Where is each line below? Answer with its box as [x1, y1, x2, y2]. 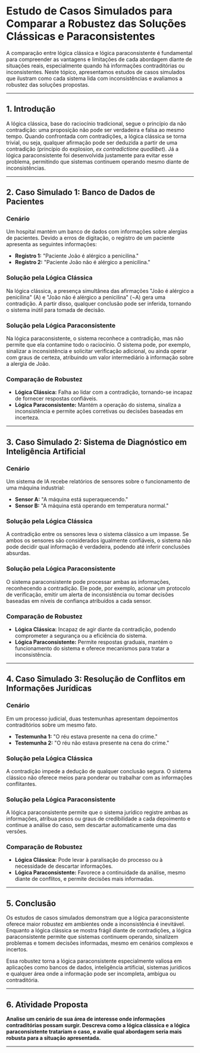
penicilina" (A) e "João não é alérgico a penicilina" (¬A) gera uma [6, 293, 165, 301]
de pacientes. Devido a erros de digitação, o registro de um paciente [6, 234, 174, 241]
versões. [6, 828, 28, 835]
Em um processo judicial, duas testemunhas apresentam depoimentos [6, 715, 179, 722]
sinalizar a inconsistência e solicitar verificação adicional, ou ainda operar [6, 348, 187, 355]
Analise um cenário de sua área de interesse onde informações [6, 1015, 165, 1023]
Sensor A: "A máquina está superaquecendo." [14, 496, 129, 503]
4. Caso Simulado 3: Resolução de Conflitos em [6, 674, 186, 684]
